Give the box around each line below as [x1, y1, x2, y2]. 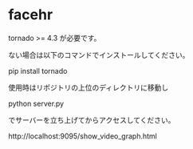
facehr [8, 6, 53, 24]
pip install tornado [8, 66, 68, 75]
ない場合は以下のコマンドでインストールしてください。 [8, 50, 190, 59]
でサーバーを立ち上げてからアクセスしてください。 [8, 115, 175, 125]
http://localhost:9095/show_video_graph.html [8, 131, 157, 141]
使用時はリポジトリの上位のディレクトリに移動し [8, 83, 169, 92]
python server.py [8, 99, 65, 108]
